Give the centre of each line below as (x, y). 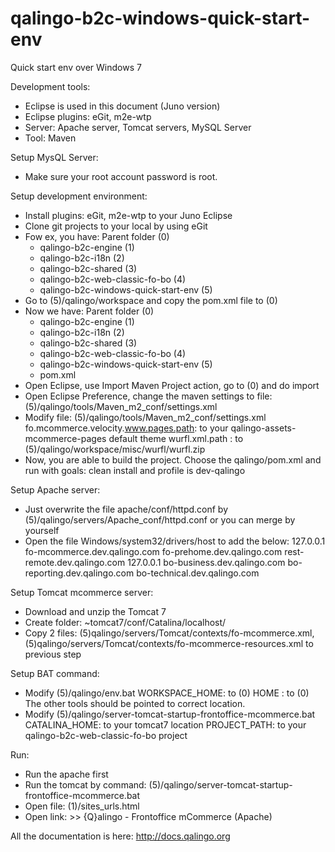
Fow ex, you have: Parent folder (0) (97, 236)
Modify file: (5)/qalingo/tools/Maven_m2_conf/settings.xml (145, 417)
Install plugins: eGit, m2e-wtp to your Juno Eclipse (128, 215)
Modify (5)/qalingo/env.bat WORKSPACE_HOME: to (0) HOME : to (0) (167, 693)
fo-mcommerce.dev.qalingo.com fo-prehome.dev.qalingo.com (153, 551)
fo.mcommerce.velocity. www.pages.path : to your (126, 428)
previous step (53, 654)
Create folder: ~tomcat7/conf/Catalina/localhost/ (125, 622)
